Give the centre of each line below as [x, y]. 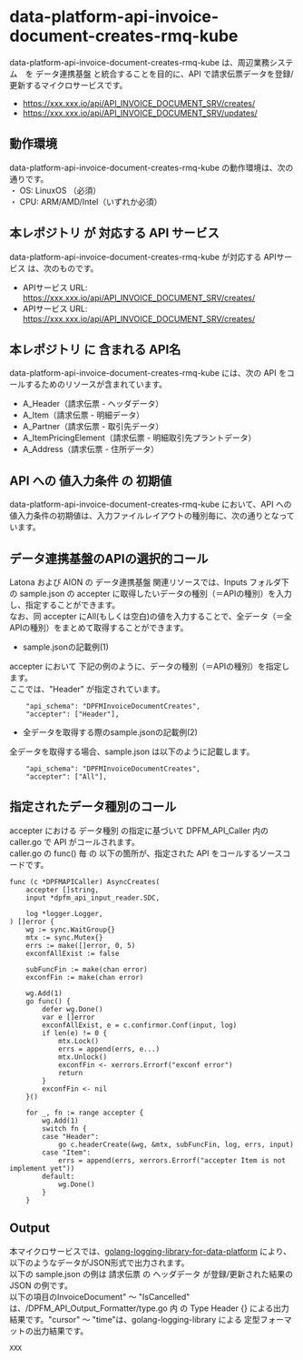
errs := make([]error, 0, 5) [81, 945]
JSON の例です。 [41, 1285]
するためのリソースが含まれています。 [96, 385]
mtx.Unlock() [82, 1057]
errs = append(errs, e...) [109, 1049]
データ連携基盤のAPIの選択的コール [109, 558]
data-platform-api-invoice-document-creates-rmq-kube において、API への [151, 504]
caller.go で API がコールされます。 [75, 841]
